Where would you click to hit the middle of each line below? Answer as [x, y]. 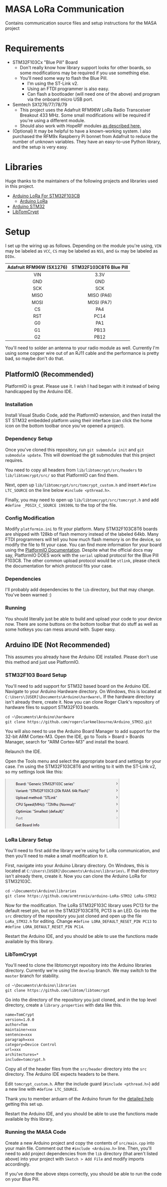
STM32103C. [19, 881]
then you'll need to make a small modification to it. [57, 856]
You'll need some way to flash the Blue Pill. [64, 78]
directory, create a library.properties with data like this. [64, 1005]
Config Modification [30, 518]
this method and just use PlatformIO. [42, 662]
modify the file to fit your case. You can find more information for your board [83, 545]
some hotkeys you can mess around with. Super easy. [60, 629]
